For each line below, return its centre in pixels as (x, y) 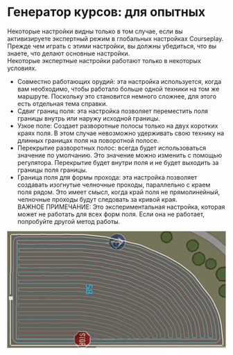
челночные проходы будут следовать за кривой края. (97, 199)
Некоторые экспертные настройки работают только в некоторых (104, 60)
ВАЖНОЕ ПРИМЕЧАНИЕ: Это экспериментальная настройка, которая (121, 207)
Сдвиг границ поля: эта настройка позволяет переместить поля (113, 111)
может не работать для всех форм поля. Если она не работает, (111, 214)
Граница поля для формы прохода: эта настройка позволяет (107, 177)
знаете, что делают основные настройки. (69, 53)
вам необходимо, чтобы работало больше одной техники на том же (118, 89)
